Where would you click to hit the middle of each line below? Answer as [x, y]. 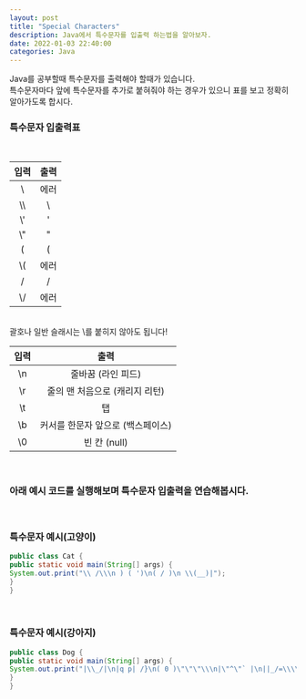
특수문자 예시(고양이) [53, 537]
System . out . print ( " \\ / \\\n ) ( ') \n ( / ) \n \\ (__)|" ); [117, 573]
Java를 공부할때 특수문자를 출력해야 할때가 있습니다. [102, 79]
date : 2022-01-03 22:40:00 [61, 43]
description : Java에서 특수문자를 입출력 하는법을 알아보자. [111, 35]
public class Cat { [46, 557]
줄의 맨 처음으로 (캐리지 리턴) [106, 391]
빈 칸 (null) [106, 443]
